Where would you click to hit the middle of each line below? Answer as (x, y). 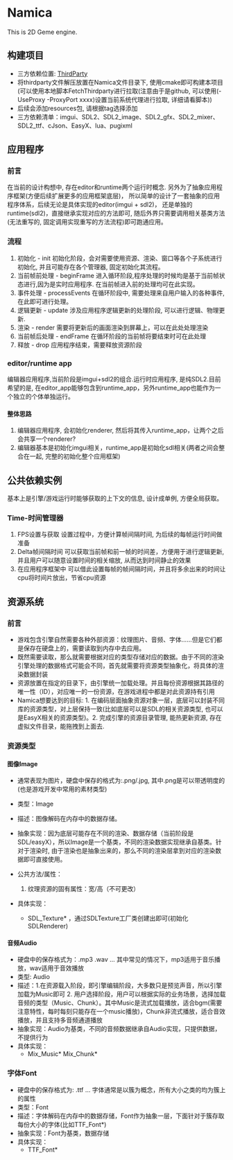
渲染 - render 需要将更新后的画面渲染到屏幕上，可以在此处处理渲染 (113, 327)
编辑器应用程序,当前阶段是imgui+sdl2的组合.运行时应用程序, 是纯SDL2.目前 (114, 379)
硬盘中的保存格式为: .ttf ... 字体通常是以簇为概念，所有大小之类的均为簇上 (121, 1089)
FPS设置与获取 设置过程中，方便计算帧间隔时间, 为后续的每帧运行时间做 (120, 535)
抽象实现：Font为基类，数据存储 (63, 1133)
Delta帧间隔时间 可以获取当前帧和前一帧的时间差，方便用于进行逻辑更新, (121, 552)
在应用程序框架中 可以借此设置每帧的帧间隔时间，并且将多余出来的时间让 (121, 569)
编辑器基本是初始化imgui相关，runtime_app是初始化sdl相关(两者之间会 (118, 448)
